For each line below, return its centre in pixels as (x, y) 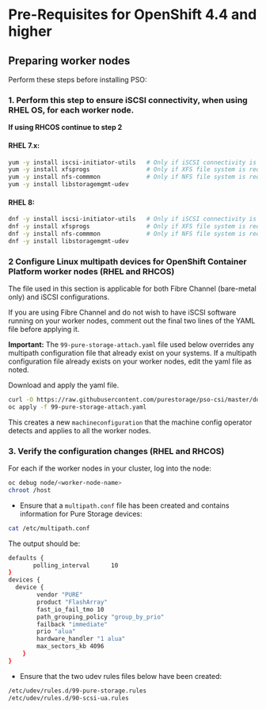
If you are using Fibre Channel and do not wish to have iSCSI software (122, 312)
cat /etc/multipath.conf (49, 528)
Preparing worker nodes (69, 61)
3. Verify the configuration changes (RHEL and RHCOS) (116, 451)
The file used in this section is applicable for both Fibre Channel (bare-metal (133, 288)
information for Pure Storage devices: (81, 513)
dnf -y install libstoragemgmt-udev (68, 241)
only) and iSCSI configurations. (59, 297)
